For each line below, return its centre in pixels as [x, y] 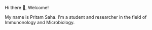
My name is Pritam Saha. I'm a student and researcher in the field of [76, 17]
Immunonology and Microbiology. [40, 22]
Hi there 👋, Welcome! [27, 8]
